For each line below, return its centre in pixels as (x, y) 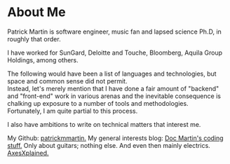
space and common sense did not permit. (67, 81)
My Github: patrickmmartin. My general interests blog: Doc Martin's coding (115, 138)
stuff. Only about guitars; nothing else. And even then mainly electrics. (109, 145)
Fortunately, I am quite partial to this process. (73, 111)
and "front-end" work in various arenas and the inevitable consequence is (114, 96)
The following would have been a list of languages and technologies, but (112, 74)
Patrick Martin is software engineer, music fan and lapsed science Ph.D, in (115, 32)
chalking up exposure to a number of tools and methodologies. (98, 103)
